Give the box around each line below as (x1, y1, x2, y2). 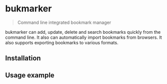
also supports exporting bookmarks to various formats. (5, 39, 118, 45)
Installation (5, 54, 41, 63)
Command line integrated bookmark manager (17, 19, 111, 25)
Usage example (5, 71, 55, 80)
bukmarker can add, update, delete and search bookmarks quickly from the (5, 29, 161, 35)
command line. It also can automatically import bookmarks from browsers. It (5, 34, 162, 40)
